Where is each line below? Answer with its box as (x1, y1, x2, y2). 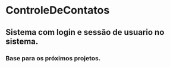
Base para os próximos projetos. (5, 54, 101, 62)
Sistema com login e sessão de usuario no (5, 27, 165, 37)
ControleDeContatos (5, 4, 110, 17)
